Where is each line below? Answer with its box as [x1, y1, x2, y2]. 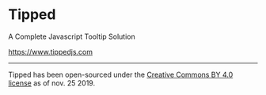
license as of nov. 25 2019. [8, 78, 96, 88]
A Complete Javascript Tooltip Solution [8, 32, 136, 41]
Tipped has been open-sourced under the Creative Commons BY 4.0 [8, 70, 234, 79]
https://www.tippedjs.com [8, 47, 93, 56]
